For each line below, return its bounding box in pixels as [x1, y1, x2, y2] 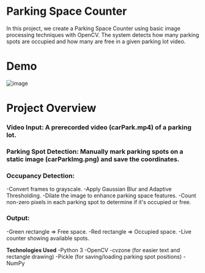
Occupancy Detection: [6, 171, 75, 180]
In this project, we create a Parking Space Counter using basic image [6, 25, 181, 32]
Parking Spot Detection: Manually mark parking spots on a [6, 147, 184, 156]
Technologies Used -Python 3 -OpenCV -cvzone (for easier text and [6, 246, 181, 253]
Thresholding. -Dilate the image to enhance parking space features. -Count [6, 192, 196, 199]
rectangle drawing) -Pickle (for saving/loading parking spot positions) [6, 253, 182, 260]
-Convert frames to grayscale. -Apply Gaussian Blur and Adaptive [6, 186, 172, 193]
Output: [6, 214, 30, 223]
